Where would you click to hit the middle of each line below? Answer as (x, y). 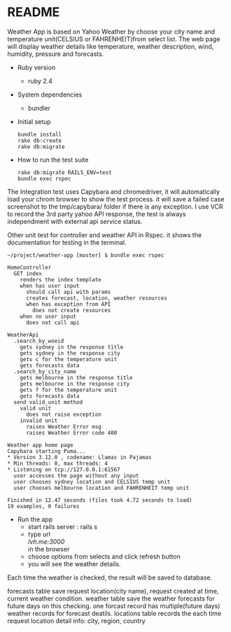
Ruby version (36, 67)
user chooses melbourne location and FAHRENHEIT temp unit (101, 488)
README (34, 12)
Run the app (35, 519)
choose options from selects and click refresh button (104, 556)
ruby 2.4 (40, 80)
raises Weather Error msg (63, 427)
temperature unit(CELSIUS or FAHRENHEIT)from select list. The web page (114, 38)
